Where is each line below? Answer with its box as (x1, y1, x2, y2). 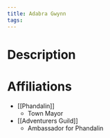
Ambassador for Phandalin (27, 123, 104, 132)
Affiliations (7, 78, 73, 94)
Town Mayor (27, 109, 64, 117)
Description (7, 47, 76, 63)
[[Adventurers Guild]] (17, 116, 78, 125)
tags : (7, 17, 23, 24)
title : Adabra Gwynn (7, 10, 67, 17)
